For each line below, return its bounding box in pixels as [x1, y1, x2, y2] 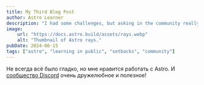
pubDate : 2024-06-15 [6, 43, 59, 49]
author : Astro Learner [6, 15, 64, 21]
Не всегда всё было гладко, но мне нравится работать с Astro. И [6, 65, 175, 72]
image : [6, 25, 23, 32]
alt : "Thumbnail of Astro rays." [17, 37, 102, 43]
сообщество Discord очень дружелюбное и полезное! [6, 71, 147, 79]
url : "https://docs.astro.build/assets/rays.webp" [17, 32, 148, 38]
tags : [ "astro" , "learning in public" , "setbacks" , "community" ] [6, 49, 175, 55]
